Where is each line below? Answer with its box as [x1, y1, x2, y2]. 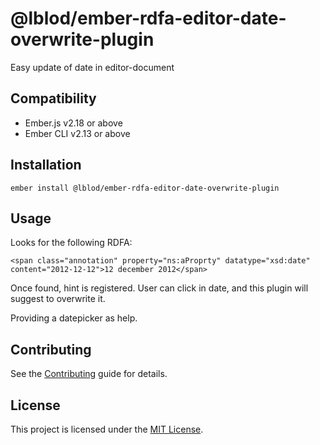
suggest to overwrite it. [10, 293, 106, 305]
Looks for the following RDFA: [10, 237, 133, 249]
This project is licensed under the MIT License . [10, 423, 204, 435]
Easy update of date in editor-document [10, 61, 175, 73]
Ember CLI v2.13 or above [24, 127, 131, 139]
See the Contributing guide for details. [10, 368, 168, 380]
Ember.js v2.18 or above [24, 117, 123, 129]
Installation [10, 157, 82, 174]
